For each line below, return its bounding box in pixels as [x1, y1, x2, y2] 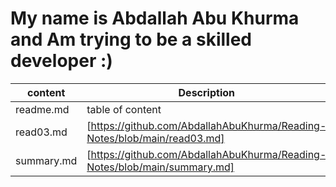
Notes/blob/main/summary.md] [86, 160, 235, 174]
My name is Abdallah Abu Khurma [10, 7, 300, 30]
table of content [86, 102, 162, 116]
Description [178, 85, 235, 99]
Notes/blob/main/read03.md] [86, 131, 225, 145]
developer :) [10, 50, 113, 72]
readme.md [15, 102, 70, 116]
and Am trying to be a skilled [10, 28, 252, 51]
